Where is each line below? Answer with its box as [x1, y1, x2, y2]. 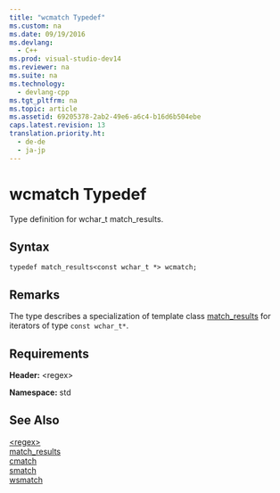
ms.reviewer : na [9, 63, 70, 72]
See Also [9, 413, 60, 428]
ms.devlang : [9, 37, 54, 47]
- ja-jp [17, 145, 46, 154]
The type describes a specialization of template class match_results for [9, 311, 272, 322]
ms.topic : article [9, 104, 78, 113]
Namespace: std [9, 387, 71, 398]
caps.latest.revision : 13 [9, 121, 105, 130]
